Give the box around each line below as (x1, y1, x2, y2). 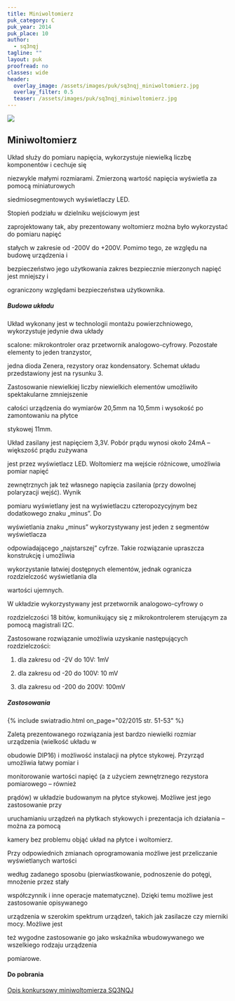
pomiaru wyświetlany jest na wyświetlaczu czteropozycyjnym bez (7, 502, 198, 510)
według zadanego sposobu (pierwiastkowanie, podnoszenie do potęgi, (7, 870, 212, 878)
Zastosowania (7, 698, 51, 707)
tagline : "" (7, 50, 42, 57)
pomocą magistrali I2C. (7, 620, 75, 629)
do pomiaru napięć (7, 230, 62, 238)
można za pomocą (7, 821, 61, 830)
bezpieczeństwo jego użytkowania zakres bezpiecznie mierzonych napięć (7, 264, 222, 273)
